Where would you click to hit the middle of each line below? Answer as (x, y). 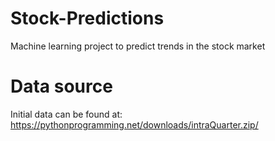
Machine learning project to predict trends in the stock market (138, 46)
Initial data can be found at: (66, 114)
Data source (61, 86)
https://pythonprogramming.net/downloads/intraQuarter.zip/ (134, 124)
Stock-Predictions (87, 18)
